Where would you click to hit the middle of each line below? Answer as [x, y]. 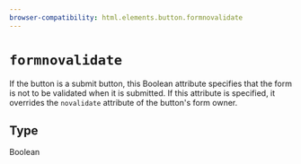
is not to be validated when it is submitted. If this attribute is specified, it [142, 93]
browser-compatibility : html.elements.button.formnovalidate [126, 17]
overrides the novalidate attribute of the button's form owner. [124, 102]
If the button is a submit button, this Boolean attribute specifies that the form [150, 83]
